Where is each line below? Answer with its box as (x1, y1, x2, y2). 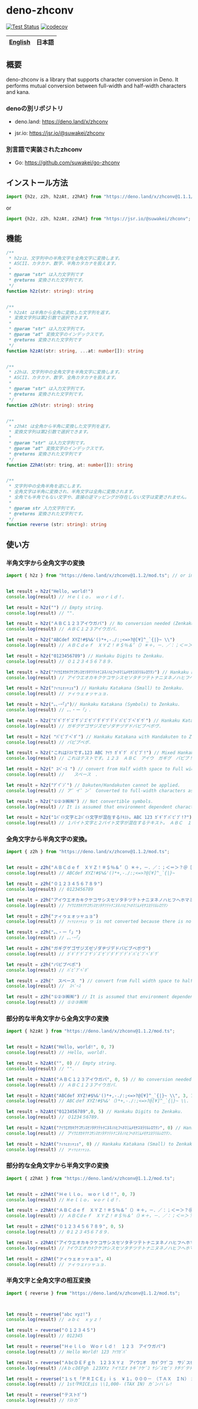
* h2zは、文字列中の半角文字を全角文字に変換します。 (8, 255, 123, 261)
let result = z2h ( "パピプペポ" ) (6, 961, 81, 968)
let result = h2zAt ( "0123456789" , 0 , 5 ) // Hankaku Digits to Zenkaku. (6, 1109, 183, 1115)
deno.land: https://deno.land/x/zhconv (14, 118, 108, 125)
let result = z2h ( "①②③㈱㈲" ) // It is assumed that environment (6, 994, 170, 1000)
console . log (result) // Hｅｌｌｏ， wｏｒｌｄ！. (6, 1197, 122, 1203)
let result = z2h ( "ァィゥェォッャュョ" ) (6, 913, 99, 919)
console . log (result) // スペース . (6, 772, 98, 777)
